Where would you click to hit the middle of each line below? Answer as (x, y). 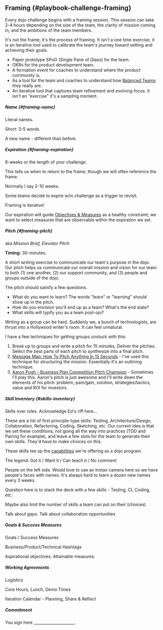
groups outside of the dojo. (32, 278)
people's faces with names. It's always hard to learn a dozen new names (78, 475)
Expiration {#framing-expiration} (39, 150)
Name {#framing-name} (30, 107)
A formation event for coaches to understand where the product (76, 70)
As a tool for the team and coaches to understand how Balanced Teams (84, 80)
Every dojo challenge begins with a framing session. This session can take (80, 20)
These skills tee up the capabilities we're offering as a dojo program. (74, 451)
